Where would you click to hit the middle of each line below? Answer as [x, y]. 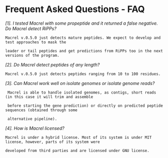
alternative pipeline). [32, 119]
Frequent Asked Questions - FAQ [75, 9]
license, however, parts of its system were [53, 142]
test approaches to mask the [36, 42]
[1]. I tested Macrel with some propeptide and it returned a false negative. [82, 23]
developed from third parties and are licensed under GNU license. [77, 150]
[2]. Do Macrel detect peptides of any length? [53, 64]
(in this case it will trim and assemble [49, 97]
